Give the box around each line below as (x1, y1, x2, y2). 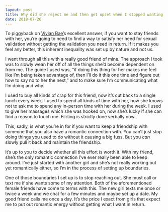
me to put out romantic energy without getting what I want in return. (5, 201, 146, 207)
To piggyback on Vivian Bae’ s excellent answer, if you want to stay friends (5, 31, 159, 37)
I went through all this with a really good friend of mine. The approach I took (5, 56, 162, 62)
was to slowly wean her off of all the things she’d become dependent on (5, 61, 155, 68)
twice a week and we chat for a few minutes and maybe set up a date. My (5, 191, 158, 197)
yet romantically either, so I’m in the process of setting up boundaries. (5, 165, 150, 171)
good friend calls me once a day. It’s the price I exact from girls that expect (5, 196, 160, 202)
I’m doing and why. (5, 83, 44, 89)
